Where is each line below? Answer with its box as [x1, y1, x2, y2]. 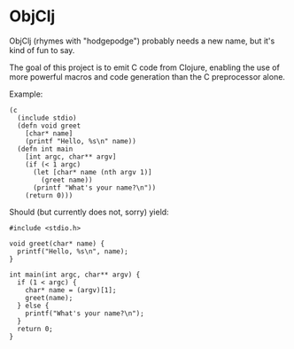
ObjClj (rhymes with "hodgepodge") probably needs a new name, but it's [9, 35, 275, 46]
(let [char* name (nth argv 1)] [32, 167, 152, 176]
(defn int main [17, 144, 73, 153]
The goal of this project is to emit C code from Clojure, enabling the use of [9, 62, 281, 73]
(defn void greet [17, 121, 81, 130]
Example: [9, 89, 43, 99]
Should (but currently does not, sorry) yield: [9, 206, 170, 217]
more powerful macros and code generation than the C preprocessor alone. [9, 71, 286, 81]
